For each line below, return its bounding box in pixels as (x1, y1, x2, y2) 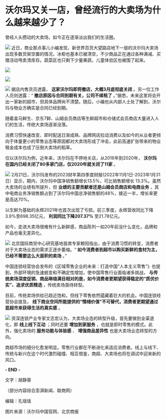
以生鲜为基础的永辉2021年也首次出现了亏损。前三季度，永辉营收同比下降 (5, 207, 154, 213)
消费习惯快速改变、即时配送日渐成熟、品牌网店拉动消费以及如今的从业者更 (5, 132, 157, 138)
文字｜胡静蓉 (5, 377, 31, 383)
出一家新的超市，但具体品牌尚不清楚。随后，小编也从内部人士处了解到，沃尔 (5, 99, 161, 105)
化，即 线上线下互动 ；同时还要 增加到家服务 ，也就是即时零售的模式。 (5, 321, 149, 327)
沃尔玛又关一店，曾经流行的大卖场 (5, 4, 144, 16)
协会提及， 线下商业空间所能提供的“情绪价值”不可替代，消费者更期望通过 (9, 298, 158, 305)
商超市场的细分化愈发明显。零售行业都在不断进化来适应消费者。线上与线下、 (5, 344, 161, 350)
